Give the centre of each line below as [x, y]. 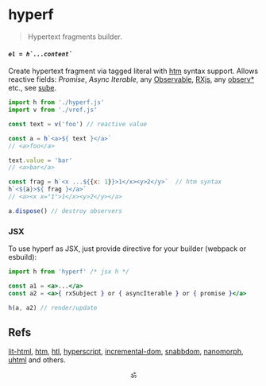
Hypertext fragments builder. [75, 37]
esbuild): [23, 257]
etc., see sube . [33, 88]
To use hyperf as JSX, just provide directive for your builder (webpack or [127, 249]
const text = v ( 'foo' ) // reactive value [78, 124]
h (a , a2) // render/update [53, 307]
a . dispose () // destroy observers [66, 211]
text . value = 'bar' [40, 160]
